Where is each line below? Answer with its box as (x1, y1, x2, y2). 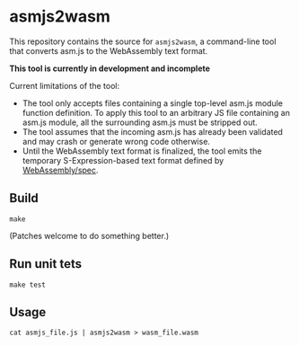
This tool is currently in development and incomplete (9, 63, 211, 74)
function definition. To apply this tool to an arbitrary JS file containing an (22, 107, 290, 118)
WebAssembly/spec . (22, 164, 99, 175)
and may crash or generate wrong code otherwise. (22, 136, 211, 146)
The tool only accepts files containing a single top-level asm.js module (22, 97, 284, 109)
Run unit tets (9, 256, 83, 271)
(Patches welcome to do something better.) (9, 230, 170, 241)
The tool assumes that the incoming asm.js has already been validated (22, 126, 283, 137)
